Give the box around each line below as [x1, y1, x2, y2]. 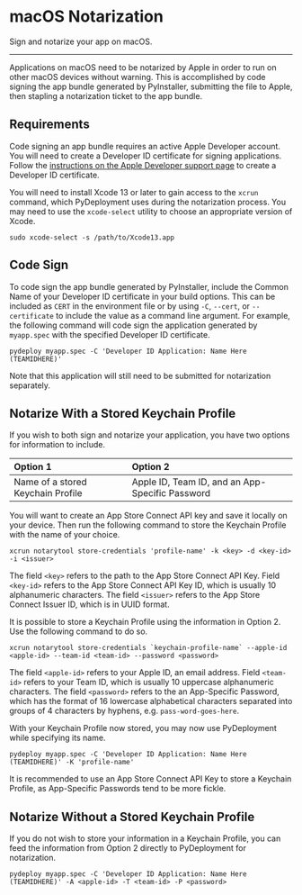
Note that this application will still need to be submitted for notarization [9, 370, 271, 381]
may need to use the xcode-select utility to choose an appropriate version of [9, 205, 293, 217]
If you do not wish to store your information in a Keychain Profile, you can [9, 833, 281, 844]
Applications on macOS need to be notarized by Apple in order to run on [9, 61, 277, 73]
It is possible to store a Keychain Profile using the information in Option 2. [9, 617, 281, 628]
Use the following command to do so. [9, 626, 148, 637]
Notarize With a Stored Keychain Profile [9, 405, 236, 420]
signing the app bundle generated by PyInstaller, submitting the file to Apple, [9, 81, 293, 92]
